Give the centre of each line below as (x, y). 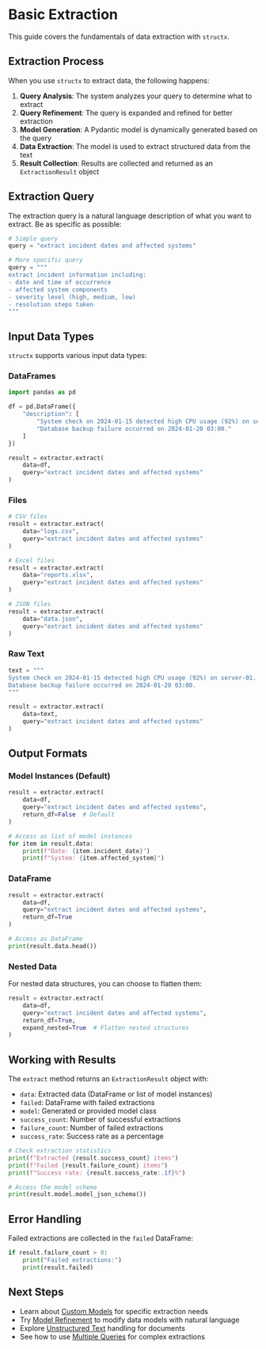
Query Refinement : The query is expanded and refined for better (126, 112)
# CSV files (28, 516)
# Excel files (32, 560)
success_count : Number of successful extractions (100, 1119)
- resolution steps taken (51, 304)
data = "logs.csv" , (51, 532)
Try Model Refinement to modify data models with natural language (129, 1320)
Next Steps (36, 1292)
